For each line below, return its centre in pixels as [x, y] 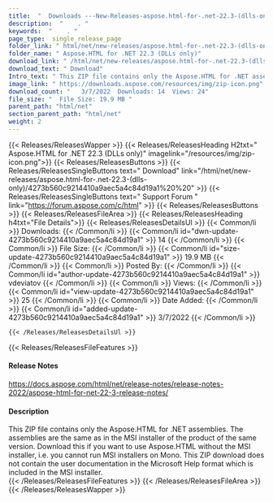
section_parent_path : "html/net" [65, 115]
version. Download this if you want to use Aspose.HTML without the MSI [130, 447]
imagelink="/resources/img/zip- [202, 153]
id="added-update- [105, 309]
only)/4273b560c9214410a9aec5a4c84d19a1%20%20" [102, 188]
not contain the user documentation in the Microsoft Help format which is [131, 464]
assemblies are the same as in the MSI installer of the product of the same [133, 438]
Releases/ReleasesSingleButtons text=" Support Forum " [103, 197]
